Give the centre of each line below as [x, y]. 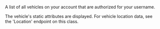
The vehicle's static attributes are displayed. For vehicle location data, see [79, 16]
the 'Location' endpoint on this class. [42, 22]
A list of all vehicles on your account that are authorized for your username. [80, 7]
